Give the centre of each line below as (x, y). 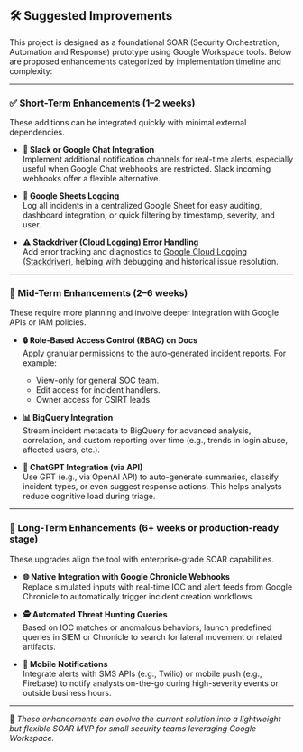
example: (39, 363)
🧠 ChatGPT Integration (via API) (83, 468)
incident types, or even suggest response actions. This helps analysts (152, 487)
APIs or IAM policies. (48, 322)
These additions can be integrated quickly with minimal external (128, 123)
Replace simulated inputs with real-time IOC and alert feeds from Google (157, 587)
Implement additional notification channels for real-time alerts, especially (158, 159)
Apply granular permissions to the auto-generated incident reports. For (154, 353)
